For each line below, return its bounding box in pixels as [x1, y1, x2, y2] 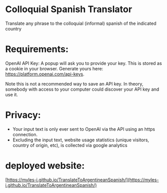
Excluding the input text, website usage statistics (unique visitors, [12, 137, 149, 143]
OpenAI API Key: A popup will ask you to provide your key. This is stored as [5, 60, 162, 66]
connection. [12, 131, 38, 137]
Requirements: [5, 44, 69, 55]
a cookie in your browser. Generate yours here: [5, 65, 104, 71]
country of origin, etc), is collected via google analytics [12, 142, 128, 148]
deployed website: [5, 160, 85, 171]
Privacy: [5, 109, 41, 121]
